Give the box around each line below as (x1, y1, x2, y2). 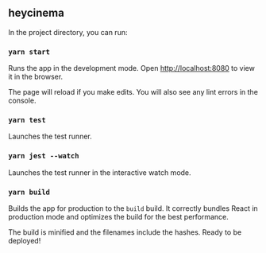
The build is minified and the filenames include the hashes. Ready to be (8, 228, 242, 237)
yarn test (8, 115, 46, 125)
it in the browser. (8, 72, 64, 82)
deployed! (8, 236, 41, 245)
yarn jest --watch (8, 151, 79, 161)
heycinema (8, 6, 65, 20)
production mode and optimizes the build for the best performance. (8, 212, 229, 221)
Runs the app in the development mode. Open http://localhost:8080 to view (8, 64, 256, 73)
